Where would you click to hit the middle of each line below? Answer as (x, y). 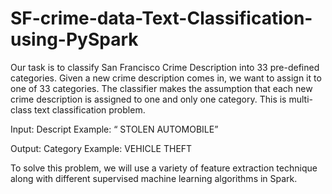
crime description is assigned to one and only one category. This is (148, 99)
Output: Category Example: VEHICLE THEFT (101, 148)
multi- (300, 99)
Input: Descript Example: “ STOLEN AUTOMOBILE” (114, 129)
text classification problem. (89, 109)
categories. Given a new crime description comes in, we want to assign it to (166, 78)
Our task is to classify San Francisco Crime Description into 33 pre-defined (165, 67)
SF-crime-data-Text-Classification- (161, 18)
